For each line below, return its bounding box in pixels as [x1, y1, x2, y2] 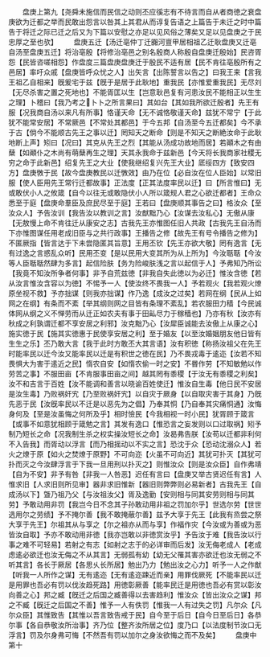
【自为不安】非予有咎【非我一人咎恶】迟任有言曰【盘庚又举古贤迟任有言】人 [8, 470, 262, 478]
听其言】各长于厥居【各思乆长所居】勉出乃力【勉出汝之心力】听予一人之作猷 [8, 560, 262, 569]
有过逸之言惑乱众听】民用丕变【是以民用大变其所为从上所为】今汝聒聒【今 [8, 248, 255, 257]
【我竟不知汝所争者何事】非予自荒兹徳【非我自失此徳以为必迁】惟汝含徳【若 [8, 269, 262, 277]
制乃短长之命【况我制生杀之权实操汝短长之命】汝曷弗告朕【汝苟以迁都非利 [8, 429, 255, 438]
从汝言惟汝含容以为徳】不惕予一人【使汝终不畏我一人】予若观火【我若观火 [8, 278, 255, 288]
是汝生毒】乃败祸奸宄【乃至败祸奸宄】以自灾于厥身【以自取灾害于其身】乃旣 [8, 389, 262, 398]
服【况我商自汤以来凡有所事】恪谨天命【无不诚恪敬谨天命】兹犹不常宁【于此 [8, 108, 262, 117]
